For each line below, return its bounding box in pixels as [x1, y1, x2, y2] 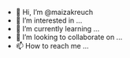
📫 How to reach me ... [15, 42, 89, 50]
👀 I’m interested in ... [15, 16, 83, 25]
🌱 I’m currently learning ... [15, 24, 100, 33]
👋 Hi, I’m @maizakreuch [15, 8, 94, 16]
